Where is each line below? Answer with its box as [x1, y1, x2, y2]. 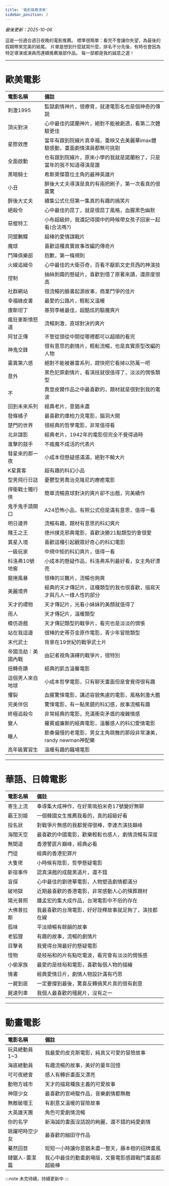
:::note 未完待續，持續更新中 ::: [5, 1175, 69, 1182]
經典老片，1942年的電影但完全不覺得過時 [44, 431, 143, 438]
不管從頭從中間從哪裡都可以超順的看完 [44, 333, 135, 340]
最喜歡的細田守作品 [45, 1132, 91, 1139]
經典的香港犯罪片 [37, 850, 77, 857]
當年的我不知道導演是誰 [44, 161, 100, 168]
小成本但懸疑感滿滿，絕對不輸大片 [44, 454, 125, 461]
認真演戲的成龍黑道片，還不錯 [37, 869, 108, 876]
